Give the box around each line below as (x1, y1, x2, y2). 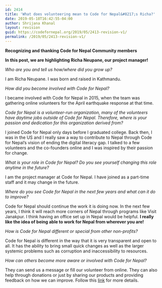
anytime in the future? (5, 164, 50, 171)
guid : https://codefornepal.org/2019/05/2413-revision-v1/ (5, 30, 127, 35)
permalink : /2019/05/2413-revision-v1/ (5, 35, 86, 39)
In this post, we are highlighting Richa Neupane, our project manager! (5, 57, 148, 63)
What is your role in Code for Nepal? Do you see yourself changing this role (5, 159, 157, 165)
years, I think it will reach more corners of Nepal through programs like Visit (5, 208, 157, 214)
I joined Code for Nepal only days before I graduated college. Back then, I (5, 129, 152, 135)
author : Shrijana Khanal (5, 20, 55, 26)
